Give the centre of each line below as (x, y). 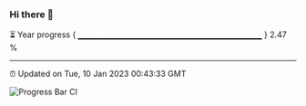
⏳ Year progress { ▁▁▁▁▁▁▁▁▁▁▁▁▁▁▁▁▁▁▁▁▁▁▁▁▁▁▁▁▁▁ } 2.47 (148, 34)
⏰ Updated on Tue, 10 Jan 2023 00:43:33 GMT (98, 74)
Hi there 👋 (32, 14)
